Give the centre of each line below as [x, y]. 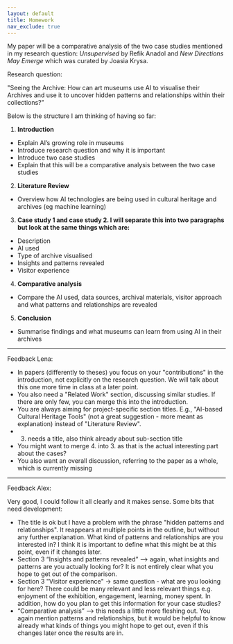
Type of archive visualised [54, 256]
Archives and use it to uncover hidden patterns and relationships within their [116, 95]
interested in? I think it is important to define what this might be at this [117, 545]
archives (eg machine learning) [61, 207]
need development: [35, 509]
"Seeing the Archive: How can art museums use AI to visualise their [103, 88]
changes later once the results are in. [70, 633]
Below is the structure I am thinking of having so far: [81, 116]
